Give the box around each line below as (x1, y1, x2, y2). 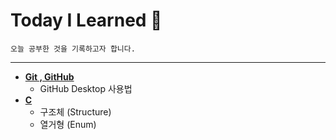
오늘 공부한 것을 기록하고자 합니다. (10, 44, 136, 54)
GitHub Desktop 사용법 (39, 82, 133, 94)
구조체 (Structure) (39, 105, 112, 118)
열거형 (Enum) (39, 118, 97, 130)
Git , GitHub (24, 70, 75, 83)
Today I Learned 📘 (10, 9, 163, 32)
